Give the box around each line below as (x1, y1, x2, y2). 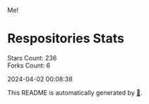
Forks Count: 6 (7, 61, 51, 70)
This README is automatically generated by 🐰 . (7, 88, 143, 97)
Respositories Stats (7, 31, 125, 46)
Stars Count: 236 (7, 53, 57, 62)
